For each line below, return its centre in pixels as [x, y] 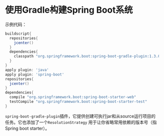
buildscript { [18, 34]
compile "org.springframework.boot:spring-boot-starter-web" [73, 97]
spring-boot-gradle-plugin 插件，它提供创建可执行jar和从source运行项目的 [80, 116]
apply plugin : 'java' [27, 70]
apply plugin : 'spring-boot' [35, 74]
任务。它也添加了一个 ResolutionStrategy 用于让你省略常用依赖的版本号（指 [81, 122]
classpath [24, 57]
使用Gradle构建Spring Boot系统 [69, 10]
